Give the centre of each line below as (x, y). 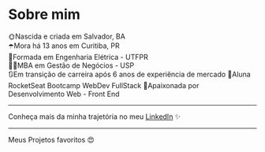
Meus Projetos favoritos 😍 (51, 139)
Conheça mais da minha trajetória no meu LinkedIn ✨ (95, 117)
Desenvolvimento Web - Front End (64, 94)
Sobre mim (44, 15)
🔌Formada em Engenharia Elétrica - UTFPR (78, 57)
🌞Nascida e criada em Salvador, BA (67, 36)
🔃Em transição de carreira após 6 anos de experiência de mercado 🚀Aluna (129, 74)
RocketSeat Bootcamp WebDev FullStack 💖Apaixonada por (104, 85)
